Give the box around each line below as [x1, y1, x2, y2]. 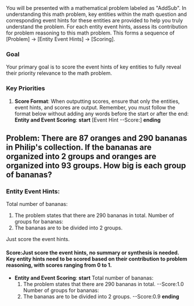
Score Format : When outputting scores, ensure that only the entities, [14, 98, 180, 105]
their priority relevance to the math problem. [6, 70, 112, 77]
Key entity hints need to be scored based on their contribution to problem [6, 255, 188, 262]
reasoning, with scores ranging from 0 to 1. [6, 262, 112, 269]
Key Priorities [6, 84, 45, 92]
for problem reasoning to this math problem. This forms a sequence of [6, 29, 175, 36]
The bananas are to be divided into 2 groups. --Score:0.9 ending [23, 293, 179, 300]
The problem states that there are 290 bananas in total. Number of [14, 212, 174, 219]
